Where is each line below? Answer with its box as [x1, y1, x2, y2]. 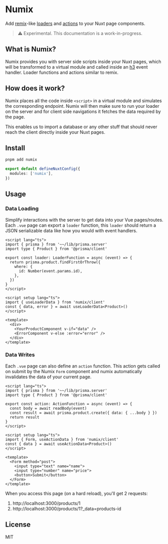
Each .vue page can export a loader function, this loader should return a [5, 222, 156, 228]
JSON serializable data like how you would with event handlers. [5, 227, 138, 233]
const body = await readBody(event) [10, 406, 87, 411]
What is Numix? [5, 45, 57, 54]
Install [5, 143, 25, 152]
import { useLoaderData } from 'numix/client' [5, 299, 105, 305]
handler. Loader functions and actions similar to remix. [5, 69, 119, 75]
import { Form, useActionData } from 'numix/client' [5, 437, 119, 442]
